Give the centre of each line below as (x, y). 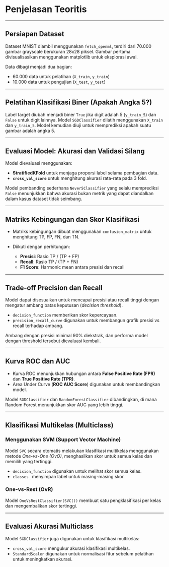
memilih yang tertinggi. (29, 461)
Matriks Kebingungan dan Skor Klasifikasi (72, 219)
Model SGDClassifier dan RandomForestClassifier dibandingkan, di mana (81, 399)
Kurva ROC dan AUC (38, 361)
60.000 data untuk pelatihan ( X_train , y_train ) (61, 76)
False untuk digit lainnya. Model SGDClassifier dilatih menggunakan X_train (84, 120)
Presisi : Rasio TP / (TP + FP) (50, 257)
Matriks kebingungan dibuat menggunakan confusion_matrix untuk (82, 232)
